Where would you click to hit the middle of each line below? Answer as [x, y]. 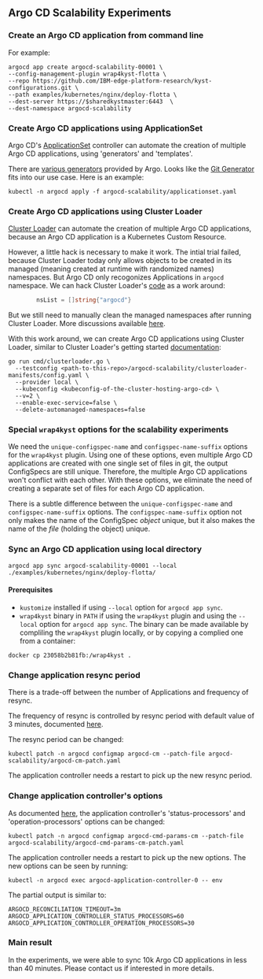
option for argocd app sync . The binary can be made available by [144, 624]
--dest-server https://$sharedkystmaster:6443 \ [91, 102]
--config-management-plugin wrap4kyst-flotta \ [88, 74]
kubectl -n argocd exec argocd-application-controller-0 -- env [115, 880]
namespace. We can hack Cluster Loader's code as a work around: [117, 286]
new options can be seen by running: [68, 866]
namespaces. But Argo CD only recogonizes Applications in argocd [116, 277]
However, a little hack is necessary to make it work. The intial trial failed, [125, 252]
